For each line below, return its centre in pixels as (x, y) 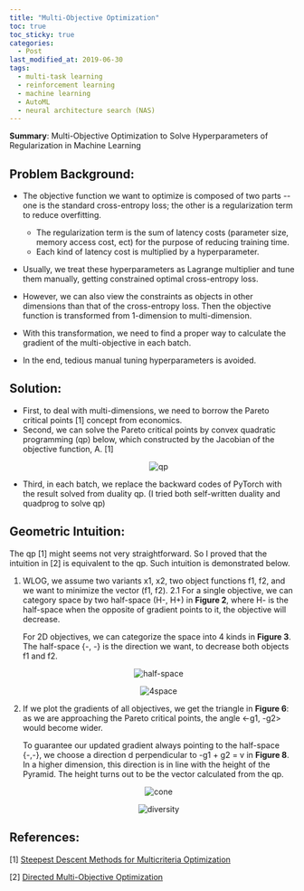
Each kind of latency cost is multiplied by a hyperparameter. (147, 252)
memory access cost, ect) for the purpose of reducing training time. (162, 242)
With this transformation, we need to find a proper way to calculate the (154, 333)
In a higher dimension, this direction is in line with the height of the (146, 764)
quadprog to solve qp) (64, 503)
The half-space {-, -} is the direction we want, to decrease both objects (156, 646)
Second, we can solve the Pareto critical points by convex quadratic (149, 430)
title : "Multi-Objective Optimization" (85, 18)
